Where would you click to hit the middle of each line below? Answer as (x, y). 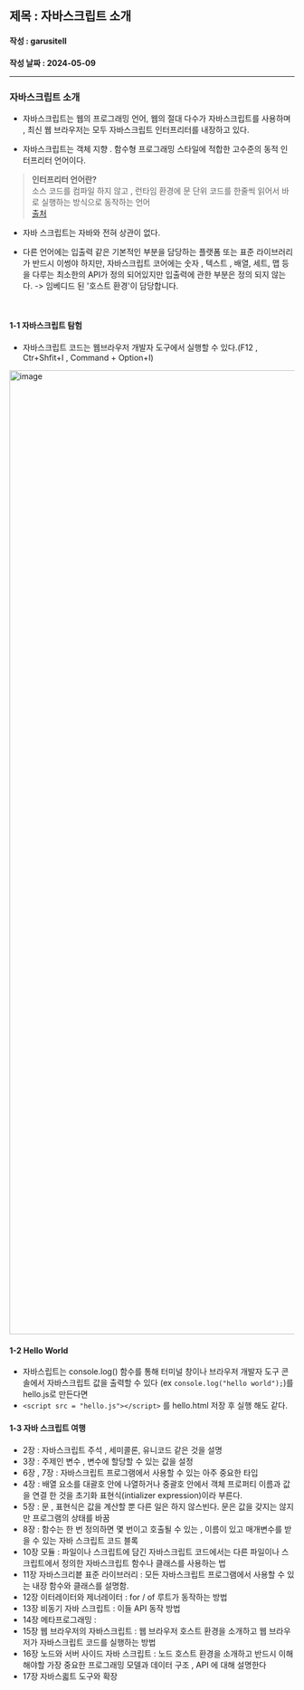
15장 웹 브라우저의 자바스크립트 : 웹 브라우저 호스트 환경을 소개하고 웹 (144, 1630)
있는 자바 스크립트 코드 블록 (90, 1540)
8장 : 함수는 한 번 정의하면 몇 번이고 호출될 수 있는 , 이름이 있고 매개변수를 (152, 1529)
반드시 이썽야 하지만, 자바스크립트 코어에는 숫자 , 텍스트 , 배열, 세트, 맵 (156, 263)
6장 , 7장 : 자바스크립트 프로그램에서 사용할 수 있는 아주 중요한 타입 (140, 1472)
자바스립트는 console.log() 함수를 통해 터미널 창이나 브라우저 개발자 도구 (151, 1372)
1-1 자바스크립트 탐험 (46, 326)
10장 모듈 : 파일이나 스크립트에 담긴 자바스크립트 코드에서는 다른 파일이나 (151, 1552)
